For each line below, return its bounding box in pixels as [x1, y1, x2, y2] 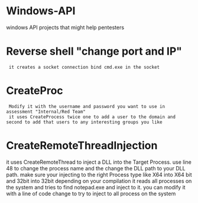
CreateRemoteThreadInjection [6, 139, 158, 152]
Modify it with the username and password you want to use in [8, 103, 165, 109]
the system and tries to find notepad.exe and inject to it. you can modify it [6, 183, 186, 191]
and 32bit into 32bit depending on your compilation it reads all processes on [6, 177, 192, 185]
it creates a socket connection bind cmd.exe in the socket [8, 64, 160, 70]
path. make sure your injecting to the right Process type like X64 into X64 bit [6, 171, 192, 178]
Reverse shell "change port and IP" [6, 45, 182, 58]
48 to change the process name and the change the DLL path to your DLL [6, 164, 186, 172]
